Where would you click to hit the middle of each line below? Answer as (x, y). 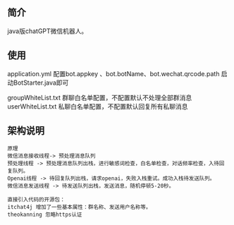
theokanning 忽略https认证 (45, 215)
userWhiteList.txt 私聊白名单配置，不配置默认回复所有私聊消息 (98, 106)
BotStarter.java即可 (41, 83)
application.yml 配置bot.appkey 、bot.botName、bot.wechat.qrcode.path (113, 73)
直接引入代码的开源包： (36, 200)
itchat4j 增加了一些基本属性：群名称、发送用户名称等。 (79, 207)
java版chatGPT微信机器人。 (48, 31)
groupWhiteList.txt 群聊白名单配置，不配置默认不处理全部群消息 (100, 97)
